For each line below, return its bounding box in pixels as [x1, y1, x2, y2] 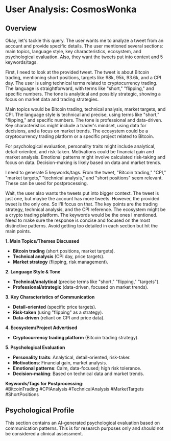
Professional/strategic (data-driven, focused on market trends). [12, 284, 149, 290]
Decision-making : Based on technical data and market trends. [12, 370, 144, 377]
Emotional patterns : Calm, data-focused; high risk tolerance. [12, 365, 141, 371]
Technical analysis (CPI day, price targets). [12, 253, 105, 259]
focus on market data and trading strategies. [5, 96, 99, 102]
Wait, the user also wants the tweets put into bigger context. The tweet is [5, 190, 159, 196]
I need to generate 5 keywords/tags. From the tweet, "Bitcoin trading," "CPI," [5, 170, 166, 175]
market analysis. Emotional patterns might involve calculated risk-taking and [5, 154, 166, 160]
